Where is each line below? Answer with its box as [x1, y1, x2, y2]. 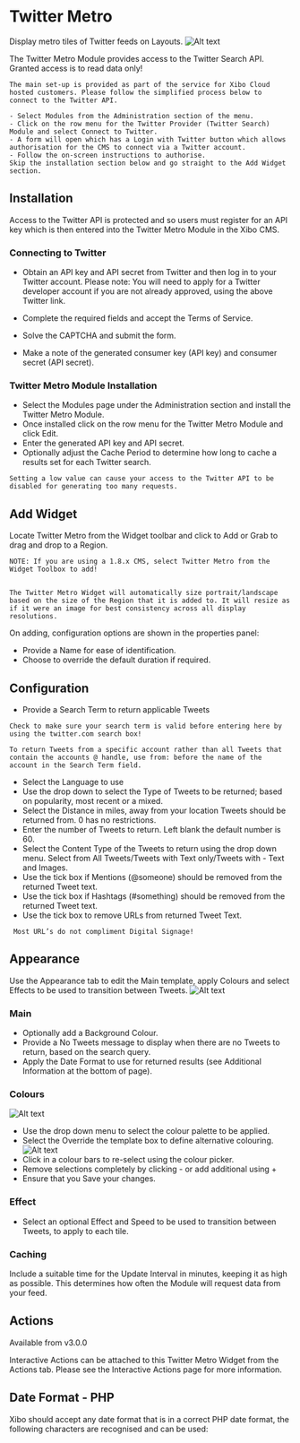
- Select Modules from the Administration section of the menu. [9, 111, 254, 120]
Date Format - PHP [9, 1390, 115, 1405]
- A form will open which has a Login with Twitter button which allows [9, 134, 287, 144]
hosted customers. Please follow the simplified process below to [9, 88, 262, 97]
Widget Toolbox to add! [9, 565, 99, 575]
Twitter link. [21, 296, 65, 307]
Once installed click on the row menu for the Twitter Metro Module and [21, 419, 284, 429]
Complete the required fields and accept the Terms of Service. [21, 313, 253, 324]
